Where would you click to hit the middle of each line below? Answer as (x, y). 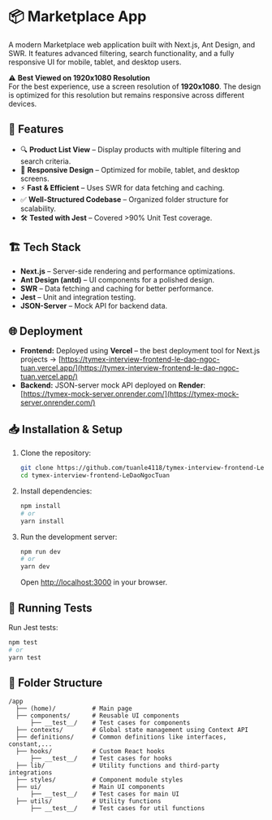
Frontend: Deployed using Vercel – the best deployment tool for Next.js (140, 351)
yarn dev (35, 567)
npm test (23, 642)
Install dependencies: (56, 491)
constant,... (30, 744)
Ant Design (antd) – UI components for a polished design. (117, 279)
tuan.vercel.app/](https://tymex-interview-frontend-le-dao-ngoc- (130, 368)
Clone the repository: (56, 453)
